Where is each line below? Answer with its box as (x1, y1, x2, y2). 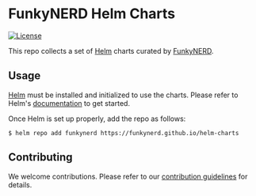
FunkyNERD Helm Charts (8, 5, 176, 23)
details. (8, 179, 32, 190)
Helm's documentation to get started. (8, 98, 131, 107)
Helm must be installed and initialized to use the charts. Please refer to (8, 90, 239, 100)
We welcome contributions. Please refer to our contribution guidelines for (8, 171, 248, 181)
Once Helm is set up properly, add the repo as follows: (8, 114, 186, 123)
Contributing (8, 151, 73, 164)
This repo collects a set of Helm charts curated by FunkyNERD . (8, 46, 214, 55)
